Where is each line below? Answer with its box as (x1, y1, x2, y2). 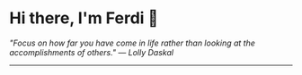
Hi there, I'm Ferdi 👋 (9, 8, 159, 29)
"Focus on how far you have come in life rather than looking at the (9, 37, 256, 48)
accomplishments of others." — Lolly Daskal (9, 46, 173, 57)
